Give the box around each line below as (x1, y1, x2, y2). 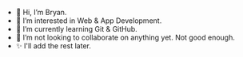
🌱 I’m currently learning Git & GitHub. (15, 25, 137, 33)
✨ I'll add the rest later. (15, 41, 92, 51)
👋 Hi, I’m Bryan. (15, 8, 67, 17)
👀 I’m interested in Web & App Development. (15, 16, 162, 25)
